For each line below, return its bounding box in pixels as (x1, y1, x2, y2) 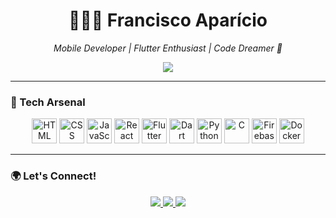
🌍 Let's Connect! (10, 169, 97, 183)
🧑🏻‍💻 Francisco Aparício (68, 9, 268, 32)
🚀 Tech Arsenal (10, 95, 86, 109)
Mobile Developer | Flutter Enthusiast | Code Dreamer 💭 (53, 42, 283, 54)
